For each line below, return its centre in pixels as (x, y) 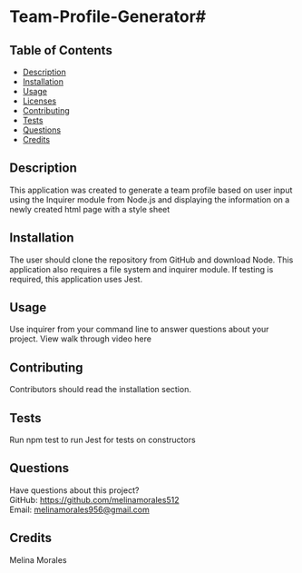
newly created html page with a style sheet (90, 209)
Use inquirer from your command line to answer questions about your (139, 330)
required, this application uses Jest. (76, 279)
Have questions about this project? (74, 490)
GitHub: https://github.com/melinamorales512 (94, 499)
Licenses (39, 101)
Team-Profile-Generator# (108, 17)
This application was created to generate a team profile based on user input (151, 190)
